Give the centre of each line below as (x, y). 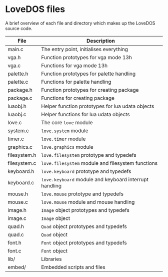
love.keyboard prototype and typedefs (86, 171)
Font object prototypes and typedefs (84, 242)
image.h (17, 210)
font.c (14, 250)
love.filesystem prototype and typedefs (89, 155)
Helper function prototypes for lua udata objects (98, 106)
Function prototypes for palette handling (88, 74)
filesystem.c (22, 163)
